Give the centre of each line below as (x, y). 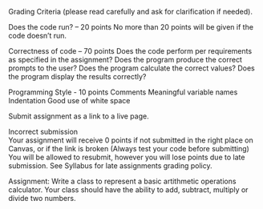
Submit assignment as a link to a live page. (79, 116)
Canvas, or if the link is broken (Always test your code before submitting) (129, 149)
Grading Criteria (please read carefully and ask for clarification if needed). (130, 12)
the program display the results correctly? (77, 76)
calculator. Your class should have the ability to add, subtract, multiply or (128, 190)
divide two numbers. (42, 198)
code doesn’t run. (37, 36)
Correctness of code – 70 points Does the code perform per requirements (130, 51)
